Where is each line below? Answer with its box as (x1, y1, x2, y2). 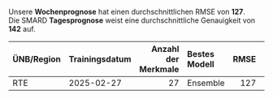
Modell (186, 58, 214, 70)
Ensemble (186, 77, 225, 88)
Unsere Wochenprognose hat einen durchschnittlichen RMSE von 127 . (8, 7, 246, 16)
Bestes (186, 49, 215, 59)
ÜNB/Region (12, 54, 61, 64)
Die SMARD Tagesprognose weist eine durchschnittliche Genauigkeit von (8, 15, 256, 25)
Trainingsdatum (68, 54, 132, 64)
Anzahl (151, 44, 180, 54)
